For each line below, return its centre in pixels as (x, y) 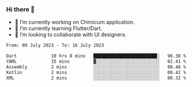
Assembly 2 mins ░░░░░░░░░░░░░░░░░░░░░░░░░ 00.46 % (96, 67)
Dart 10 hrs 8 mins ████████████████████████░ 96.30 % (96, 56)
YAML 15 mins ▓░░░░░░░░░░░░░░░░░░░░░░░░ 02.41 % (96, 62)
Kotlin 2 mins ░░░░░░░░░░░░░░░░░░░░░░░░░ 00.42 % (96, 72)
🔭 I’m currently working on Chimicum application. (74, 22)
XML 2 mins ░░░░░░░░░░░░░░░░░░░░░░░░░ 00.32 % (96, 78)
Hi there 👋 (21, 9)
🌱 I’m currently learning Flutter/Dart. (58, 28)
